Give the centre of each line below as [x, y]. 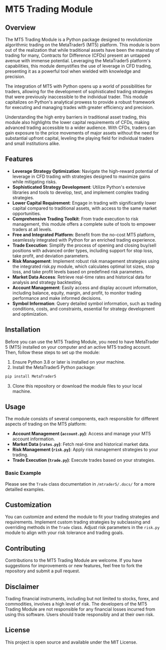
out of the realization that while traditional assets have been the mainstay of [83, 50]
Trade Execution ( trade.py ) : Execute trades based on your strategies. [83, 460]
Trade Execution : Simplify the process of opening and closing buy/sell [84, 245]
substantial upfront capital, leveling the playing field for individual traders [80, 138]
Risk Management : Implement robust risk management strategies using [86, 261]
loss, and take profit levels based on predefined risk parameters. [78, 271]
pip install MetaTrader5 [31, 376]
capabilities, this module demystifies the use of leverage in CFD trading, [79, 66]
